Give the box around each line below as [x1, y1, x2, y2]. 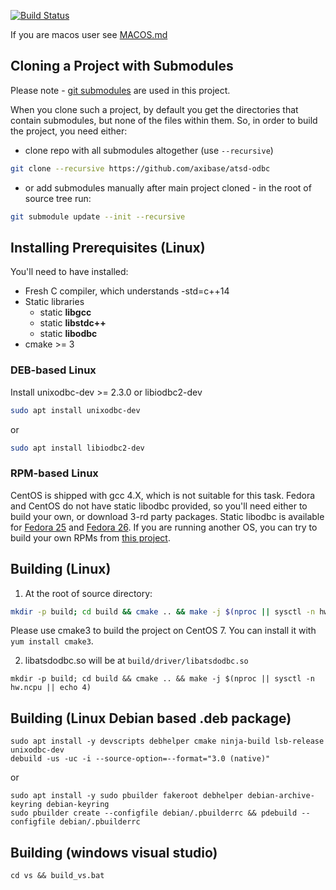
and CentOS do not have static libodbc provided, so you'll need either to [10, 500, 308, 512]
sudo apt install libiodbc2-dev [10, 443, 145, 453]
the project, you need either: [10, 125, 128, 137]
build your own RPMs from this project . [10, 531, 171, 544]
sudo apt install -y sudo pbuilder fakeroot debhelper [10, 791, 244, 801]
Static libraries [24, 296, 85, 308]
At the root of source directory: [24, 587, 153, 599]
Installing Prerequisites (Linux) [10, 239, 206, 256]
